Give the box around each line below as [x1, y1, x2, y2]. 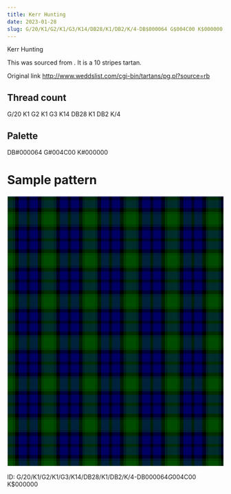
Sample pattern [7, 172, 98, 188]
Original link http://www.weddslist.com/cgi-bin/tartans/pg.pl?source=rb [7, 72, 210, 80]
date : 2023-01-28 [7, 18, 57, 25]
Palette [7, 130, 38, 142]
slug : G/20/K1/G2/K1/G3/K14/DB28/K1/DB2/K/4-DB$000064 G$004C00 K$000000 [7, 25, 223, 32]
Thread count [7, 91, 67, 103]
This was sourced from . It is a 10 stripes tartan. [7, 58, 142, 67]
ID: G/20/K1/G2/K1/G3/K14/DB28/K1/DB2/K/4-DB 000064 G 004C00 [7, 473, 197, 481]
